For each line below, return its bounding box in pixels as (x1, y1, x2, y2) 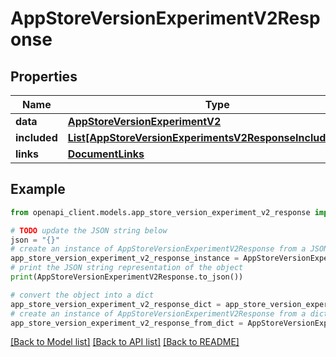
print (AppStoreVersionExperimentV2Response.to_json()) (10, 272, 244, 282)
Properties (10, 68, 78, 85)
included (15, 131, 58, 144)
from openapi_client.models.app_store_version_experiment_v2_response (10, 207, 311, 217)
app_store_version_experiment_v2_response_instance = (10, 253, 240, 264)
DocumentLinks (67, 147, 145, 161)
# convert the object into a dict (10, 290, 155, 300)
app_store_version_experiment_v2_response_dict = (10, 299, 222, 309)
